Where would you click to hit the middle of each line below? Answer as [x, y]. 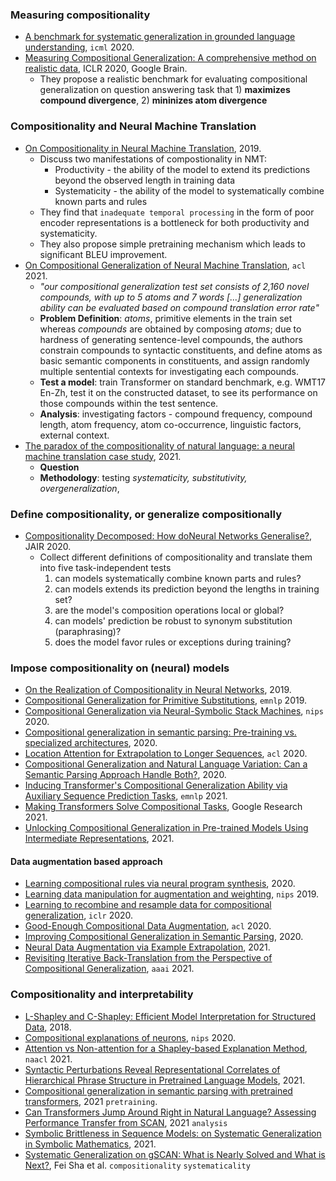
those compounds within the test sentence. [129, 403]
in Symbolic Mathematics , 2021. [90, 1144]
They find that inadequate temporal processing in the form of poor [177, 212]
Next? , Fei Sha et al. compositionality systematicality [137, 1165]
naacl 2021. [48, 1059]
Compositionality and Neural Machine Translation [133, 126]
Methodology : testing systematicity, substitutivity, [143, 477]
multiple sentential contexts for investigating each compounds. [169, 371]
